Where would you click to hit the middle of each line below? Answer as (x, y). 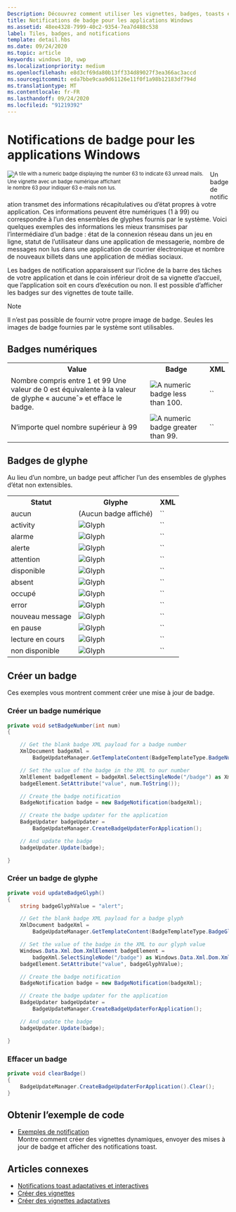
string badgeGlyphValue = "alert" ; (72, 906)
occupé (24, 594)
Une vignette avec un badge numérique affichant (64, 181)
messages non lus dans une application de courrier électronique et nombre (116, 249)
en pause (26, 628)
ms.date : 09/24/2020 (38, 46)
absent (22, 582)
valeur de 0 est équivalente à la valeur (74, 389)
